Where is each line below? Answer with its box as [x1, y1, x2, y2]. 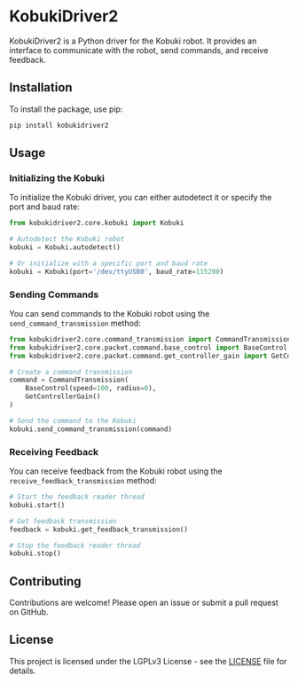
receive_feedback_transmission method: [9, 475, 157, 486]
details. [9, 665, 36, 676]
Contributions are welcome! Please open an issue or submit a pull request [9, 597, 279, 608]
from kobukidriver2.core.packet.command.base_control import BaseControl [9, 343, 288, 352]
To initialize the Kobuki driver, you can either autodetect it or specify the [9, 192, 272, 203]
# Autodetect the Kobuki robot [9, 235, 125, 244]
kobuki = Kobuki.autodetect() [9, 243, 122, 252]
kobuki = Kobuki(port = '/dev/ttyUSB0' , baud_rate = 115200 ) [9, 267, 224, 276]
